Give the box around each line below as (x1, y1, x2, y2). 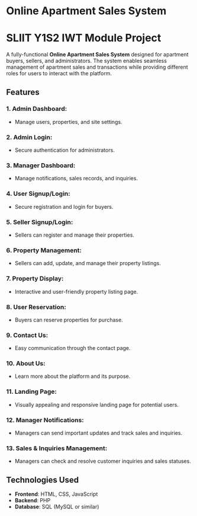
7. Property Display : (6, 275, 64, 283)
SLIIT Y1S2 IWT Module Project (6, 31, 162, 45)
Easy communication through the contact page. (14, 345, 131, 352)
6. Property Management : (6, 246, 82, 254)
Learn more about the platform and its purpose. (14, 372, 131, 380)
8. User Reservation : (6, 302, 66, 311)
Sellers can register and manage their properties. (14, 231, 135, 238)
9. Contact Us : (6, 331, 49, 339)
